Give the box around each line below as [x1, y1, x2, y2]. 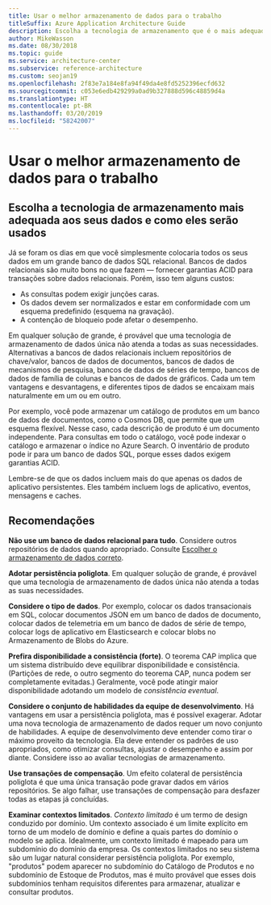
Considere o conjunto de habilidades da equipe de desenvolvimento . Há [8, 701, 255, 711]
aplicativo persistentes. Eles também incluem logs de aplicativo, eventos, [8, 482, 252, 491]
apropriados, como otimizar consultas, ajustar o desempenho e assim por [8, 744, 253, 754]
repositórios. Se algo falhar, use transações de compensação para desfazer [8, 785, 261, 795]
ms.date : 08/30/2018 [8, 42, 78, 50]
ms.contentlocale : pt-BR [8, 102, 92, 110]
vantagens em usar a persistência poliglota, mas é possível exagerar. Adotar [8, 709, 262, 719]
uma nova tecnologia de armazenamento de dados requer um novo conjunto [8, 718, 263, 728]
